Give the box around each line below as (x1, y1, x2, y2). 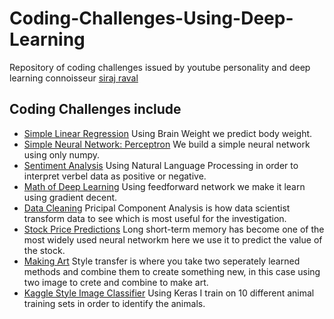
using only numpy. (23, 148, 100, 161)
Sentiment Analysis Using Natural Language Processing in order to (23, 159, 299, 171)
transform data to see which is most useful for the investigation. (23, 212, 287, 224)
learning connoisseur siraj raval (9, 72, 139, 84)
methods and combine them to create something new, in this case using (23, 265, 321, 277)
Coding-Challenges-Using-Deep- (9, 7, 294, 30)
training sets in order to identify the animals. (23, 297, 206, 309)
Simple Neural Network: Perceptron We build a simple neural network (23, 138, 311, 150)
